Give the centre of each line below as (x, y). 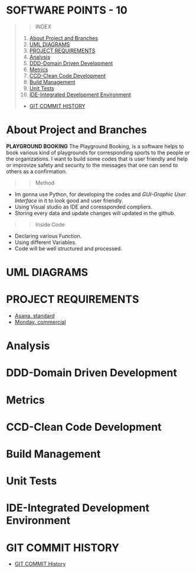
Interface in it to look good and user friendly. (69, 200)
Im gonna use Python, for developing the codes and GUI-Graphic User (100, 194)
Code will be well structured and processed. (68, 248)
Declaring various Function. (48, 236)
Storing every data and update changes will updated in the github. (95, 213)
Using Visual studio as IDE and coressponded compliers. (84, 207)
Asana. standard (35, 316)
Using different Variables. (45, 242)
